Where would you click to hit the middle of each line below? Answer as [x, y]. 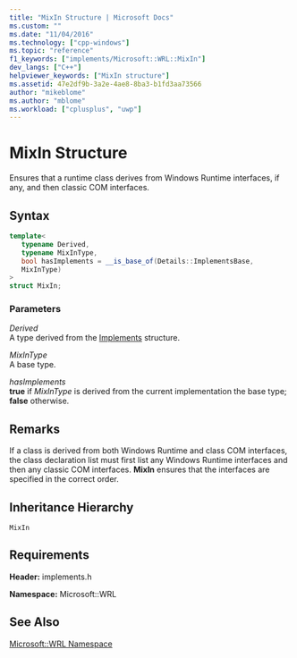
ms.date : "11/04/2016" [51, 34]
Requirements [49, 555]
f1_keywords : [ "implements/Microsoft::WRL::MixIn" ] [107, 59]
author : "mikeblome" [48, 92]
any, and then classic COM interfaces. [80, 188]
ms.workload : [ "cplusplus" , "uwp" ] [76, 109]
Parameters [35, 309]
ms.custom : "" [36, 26]
